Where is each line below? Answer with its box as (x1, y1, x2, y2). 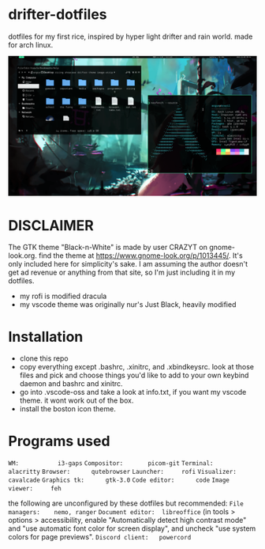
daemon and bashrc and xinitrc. (19, 379, 124, 388)
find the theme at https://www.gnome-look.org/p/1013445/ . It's (38, 251, 243, 260)
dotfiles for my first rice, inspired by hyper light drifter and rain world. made (8, 32, 253, 41)
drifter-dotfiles (8, 6, 108, 24)
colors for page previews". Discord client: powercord (8, 532, 192, 542)
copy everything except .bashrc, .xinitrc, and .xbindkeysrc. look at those (19, 362, 255, 372)
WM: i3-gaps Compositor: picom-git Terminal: (8, 460, 214, 468)
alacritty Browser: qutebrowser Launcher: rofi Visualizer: (8, 468, 237, 476)
